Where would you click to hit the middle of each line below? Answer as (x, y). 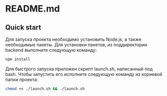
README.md (33, 9)
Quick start (23, 27)
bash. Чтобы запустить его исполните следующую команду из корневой (84, 74)
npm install (18, 59)
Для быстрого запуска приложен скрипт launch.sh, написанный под (79, 69)
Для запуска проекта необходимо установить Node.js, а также (73, 39)
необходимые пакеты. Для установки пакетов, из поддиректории (76, 45)
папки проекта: (22, 79)
